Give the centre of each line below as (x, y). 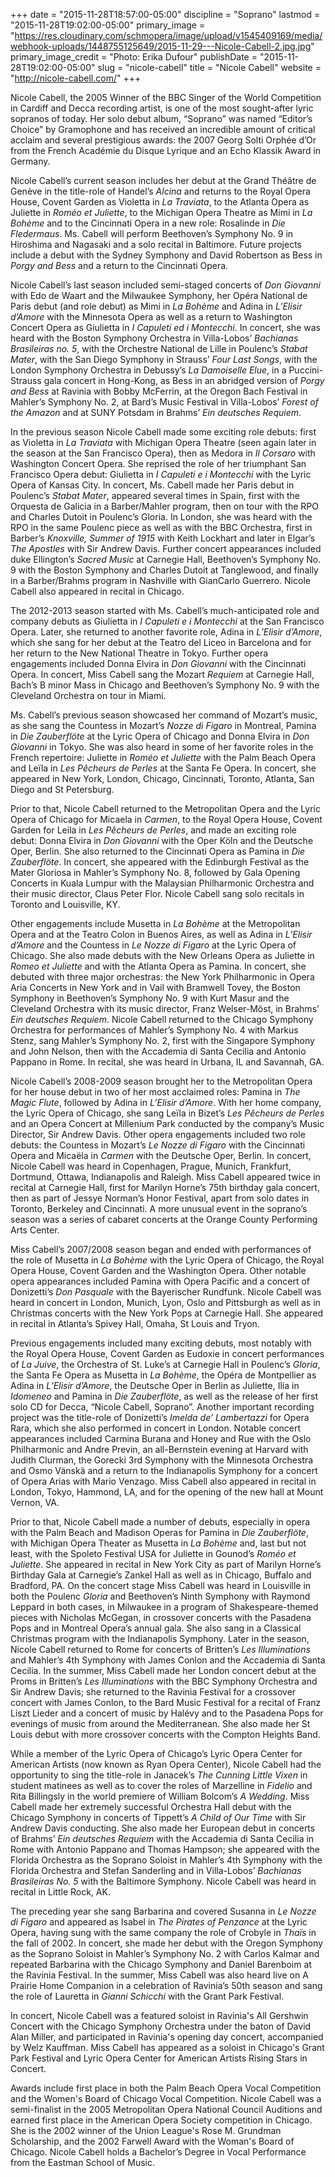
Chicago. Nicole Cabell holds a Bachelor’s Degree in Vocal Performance (158, 2152)
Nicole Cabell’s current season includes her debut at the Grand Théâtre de (163, 180)
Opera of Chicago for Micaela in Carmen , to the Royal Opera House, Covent (166, 819)
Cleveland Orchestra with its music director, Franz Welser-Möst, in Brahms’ (165, 1008)
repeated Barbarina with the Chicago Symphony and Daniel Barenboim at (161, 1964)
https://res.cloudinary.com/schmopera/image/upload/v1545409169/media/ (168, 35)
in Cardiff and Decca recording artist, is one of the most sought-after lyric (162, 108)
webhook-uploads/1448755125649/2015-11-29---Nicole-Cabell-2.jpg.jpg (161, 46)
